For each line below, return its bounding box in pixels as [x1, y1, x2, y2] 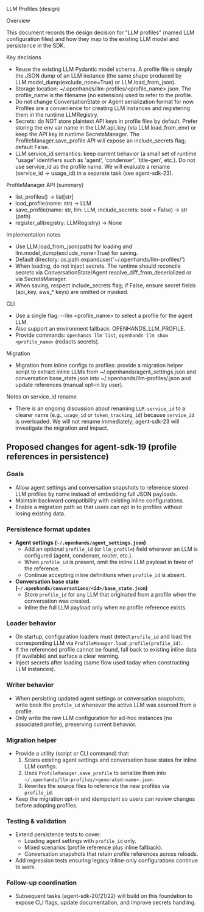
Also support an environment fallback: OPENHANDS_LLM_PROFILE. [15, 325, 186, 332]
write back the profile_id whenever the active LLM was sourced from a [15, 701, 197, 708]
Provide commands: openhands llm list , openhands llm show [15, 331, 169, 339]
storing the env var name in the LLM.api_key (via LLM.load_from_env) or [15, 124, 197, 131]
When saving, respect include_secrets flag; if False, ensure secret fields [15, 282, 196, 289]
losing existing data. [15, 510, 66, 517]
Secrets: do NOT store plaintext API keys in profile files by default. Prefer [15, 117, 198, 125]
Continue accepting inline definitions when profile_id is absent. [24, 571, 186, 578]
